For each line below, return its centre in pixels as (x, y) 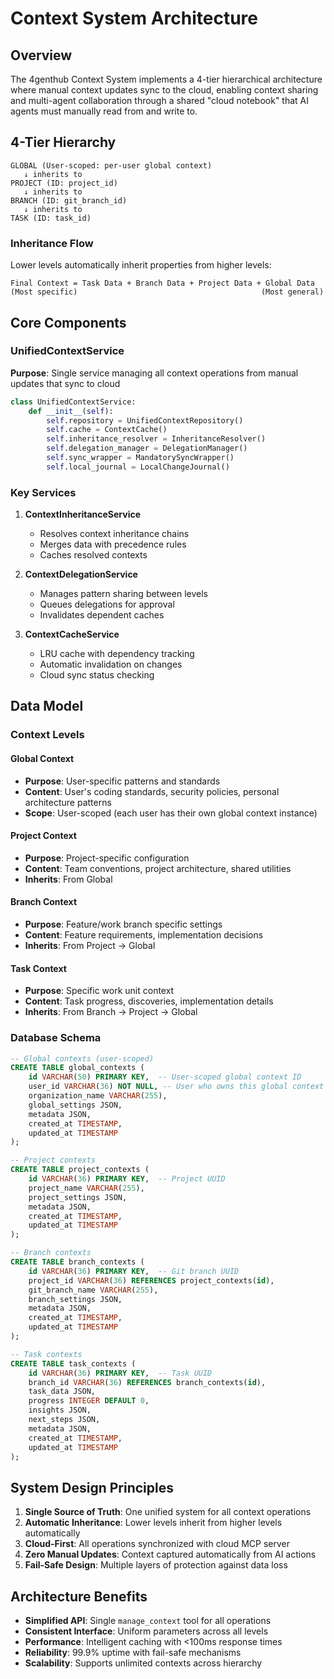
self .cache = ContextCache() (107, 430)
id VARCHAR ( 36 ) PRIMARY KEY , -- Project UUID (127, 1179)
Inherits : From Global (68, 879)
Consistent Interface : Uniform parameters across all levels (146, 1631)
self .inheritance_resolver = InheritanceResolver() (156, 439)
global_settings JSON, (75, 1105)
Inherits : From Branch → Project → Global (111, 1012)
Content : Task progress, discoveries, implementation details (149, 1001)
